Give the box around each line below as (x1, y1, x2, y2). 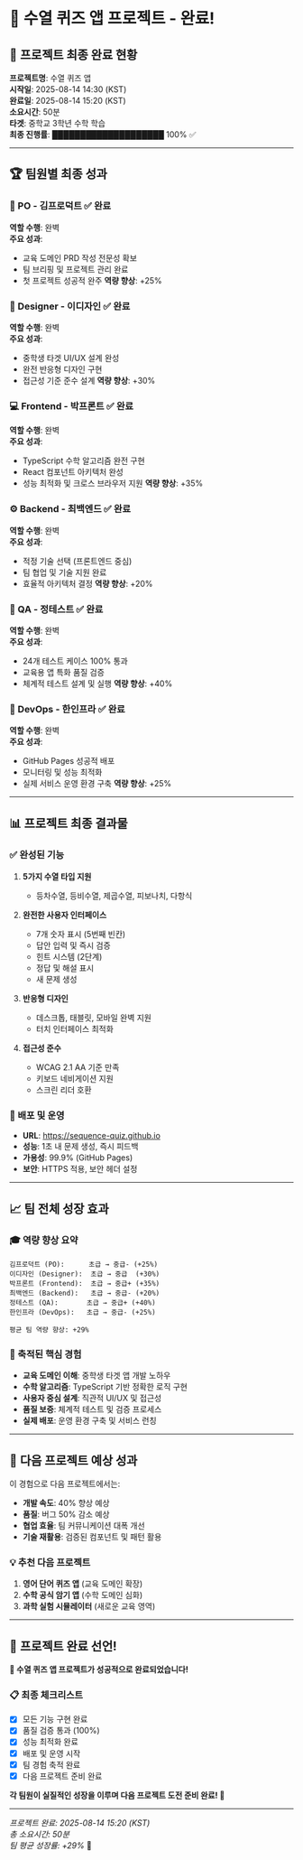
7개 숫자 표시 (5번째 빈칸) (35, 928, 126, 939)
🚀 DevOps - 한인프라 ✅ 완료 (9, 702, 126, 715)
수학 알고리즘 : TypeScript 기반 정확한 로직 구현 (22, 1381, 188, 1392)
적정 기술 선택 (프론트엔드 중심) (22, 555, 133, 566)
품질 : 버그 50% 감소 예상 (22, 1509, 110, 1520)
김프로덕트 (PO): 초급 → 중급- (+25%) (9, 1260, 159, 1269)
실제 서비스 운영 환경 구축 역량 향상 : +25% (22, 778, 172, 789)
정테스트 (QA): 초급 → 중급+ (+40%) (9, 1297, 156, 1307)
